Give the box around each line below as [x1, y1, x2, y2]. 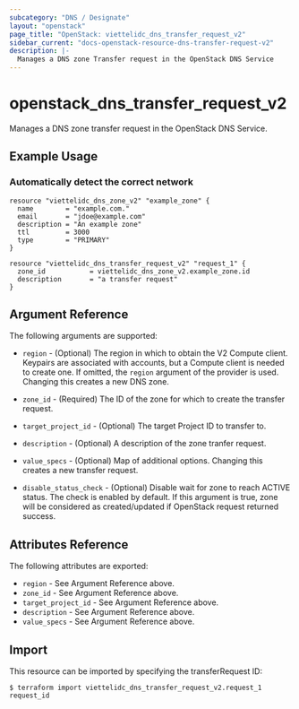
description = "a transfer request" [17, 274, 178, 283]
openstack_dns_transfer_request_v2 [9, 93, 287, 114]
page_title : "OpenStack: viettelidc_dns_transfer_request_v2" [9, 30, 246, 39]
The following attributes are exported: [9, 561, 149, 572]
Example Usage [9, 149, 98, 164]
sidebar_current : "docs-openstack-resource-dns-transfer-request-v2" [9, 38, 275, 48]
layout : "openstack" [9, 22, 87, 30]
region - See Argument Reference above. [21, 578, 175, 589]
